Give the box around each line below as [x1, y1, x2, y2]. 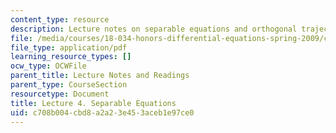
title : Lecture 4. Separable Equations [10, 98, 177, 108]
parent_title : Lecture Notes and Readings [10, 71, 190, 81]
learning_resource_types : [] [10, 52, 132, 62]
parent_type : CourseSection [10, 80, 128, 90]
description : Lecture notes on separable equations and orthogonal [10, 24, 298, 34]
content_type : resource [10, 14, 110, 25]
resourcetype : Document [10, 89, 110, 99]
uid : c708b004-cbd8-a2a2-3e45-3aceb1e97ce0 [10, 107, 195, 118]
